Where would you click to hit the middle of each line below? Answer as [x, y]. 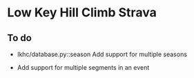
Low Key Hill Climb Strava [82, 13]
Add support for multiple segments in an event [83, 67]
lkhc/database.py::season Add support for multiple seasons [102, 54]
